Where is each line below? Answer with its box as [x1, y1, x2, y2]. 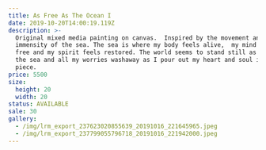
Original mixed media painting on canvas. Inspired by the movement [15, 33, 249, 42]
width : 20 [15, 93, 47, 101]
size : [8, 78, 26, 86]
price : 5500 [8, 71, 47, 79]
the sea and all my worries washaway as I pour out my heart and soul [15, 56, 253, 64]
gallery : [8, 115, 37, 123]
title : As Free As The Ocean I [8, 11, 112, 20]
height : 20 [15, 85, 51, 94]
